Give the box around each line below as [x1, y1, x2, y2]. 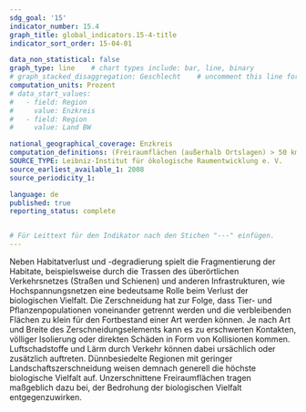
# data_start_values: [9, 88, 92, 98]
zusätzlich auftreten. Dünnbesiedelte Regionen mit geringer [9, 353, 233, 364]
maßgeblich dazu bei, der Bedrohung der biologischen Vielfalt [9, 382, 242, 393]
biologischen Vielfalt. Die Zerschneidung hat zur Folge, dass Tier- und [9, 295, 272, 305]
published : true [9, 198, 71, 208]
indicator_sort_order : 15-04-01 [9, 38, 132, 48]
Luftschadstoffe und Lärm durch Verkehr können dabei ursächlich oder [9, 344, 276, 354]
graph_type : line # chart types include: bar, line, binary [9, 64, 255, 73]
